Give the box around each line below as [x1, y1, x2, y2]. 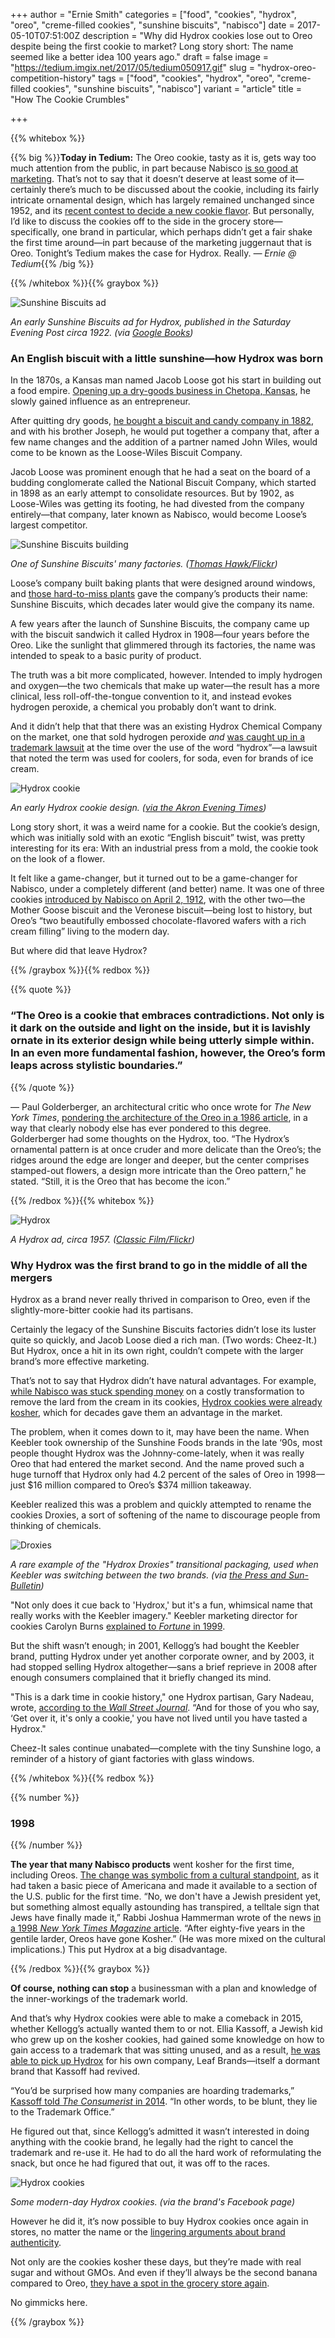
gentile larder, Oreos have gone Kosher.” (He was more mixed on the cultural [10, 1933, 326, 1945]
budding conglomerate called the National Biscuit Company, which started [10, 477, 317, 489]
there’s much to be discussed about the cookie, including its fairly [48, 184, 320, 195]
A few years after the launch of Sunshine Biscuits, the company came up [10, 618, 310, 630]
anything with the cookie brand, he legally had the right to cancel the [10, 2136, 294, 2148]
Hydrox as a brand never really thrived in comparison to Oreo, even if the [10, 1293, 311, 1305]
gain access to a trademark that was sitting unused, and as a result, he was [10, 2044, 321, 2056]
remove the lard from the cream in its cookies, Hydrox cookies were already [10, 1395, 323, 1408]
